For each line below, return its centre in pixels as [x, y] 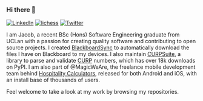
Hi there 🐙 [21, 10]
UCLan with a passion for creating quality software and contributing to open [101, 41]
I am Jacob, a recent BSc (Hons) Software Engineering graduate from [93, 35]
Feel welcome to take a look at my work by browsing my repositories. [93, 92]
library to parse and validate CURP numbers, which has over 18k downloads [101, 61]
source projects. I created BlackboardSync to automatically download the [98, 47]
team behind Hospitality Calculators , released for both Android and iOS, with [101, 74]
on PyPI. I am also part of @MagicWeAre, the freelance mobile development [101, 67]
